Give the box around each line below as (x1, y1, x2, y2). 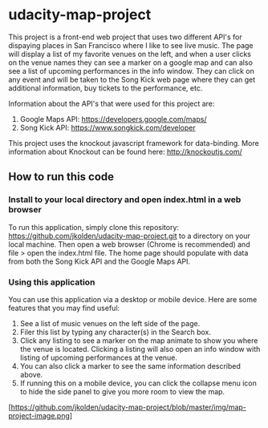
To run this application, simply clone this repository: (8, 222, 179, 232)
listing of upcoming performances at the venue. (19, 353, 178, 362)
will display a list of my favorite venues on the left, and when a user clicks (8, 49, 251, 59)
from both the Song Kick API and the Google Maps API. (8, 256, 191, 266)
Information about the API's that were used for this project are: (8, 99, 215, 108)
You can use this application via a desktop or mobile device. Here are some (8, 294, 258, 304)
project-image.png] (8, 410, 73, 420)
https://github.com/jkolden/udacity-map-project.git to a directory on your (8, 231, 251, 240)
